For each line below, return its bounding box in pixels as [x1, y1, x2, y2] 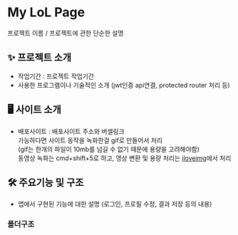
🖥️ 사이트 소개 [7, 104, 62, 116]
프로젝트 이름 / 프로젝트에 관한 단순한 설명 [7, 28, 124, 37]
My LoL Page [7, 4, 86, 21]
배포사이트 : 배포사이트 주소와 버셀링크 [17, 127, 125, 135]
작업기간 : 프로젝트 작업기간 [17, 72, 95, 80]
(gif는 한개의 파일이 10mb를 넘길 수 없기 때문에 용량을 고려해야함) [17, 145, 200, 153]
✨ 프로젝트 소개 [7, 51, 72, 64]
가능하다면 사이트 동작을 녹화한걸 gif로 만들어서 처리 [17, 136, 162, 145]
